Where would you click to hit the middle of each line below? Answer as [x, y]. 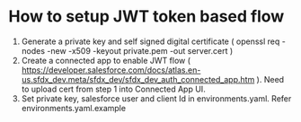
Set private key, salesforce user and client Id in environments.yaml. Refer [156, 98]
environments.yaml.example [74, 108]
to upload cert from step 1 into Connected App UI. [113, 89]
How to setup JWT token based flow [146, 17]
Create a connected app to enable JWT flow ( [106, 60]
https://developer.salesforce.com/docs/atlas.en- [111, 70]
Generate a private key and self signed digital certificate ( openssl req [150, 41]
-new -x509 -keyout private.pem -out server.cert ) [140, 50]
